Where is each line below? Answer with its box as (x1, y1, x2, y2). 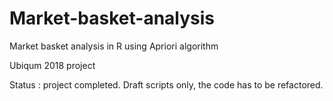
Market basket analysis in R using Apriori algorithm (9, 40, 219, 52)
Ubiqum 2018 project (9, 59, 96, 71)
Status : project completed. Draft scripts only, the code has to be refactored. (9, 78, 324, 91)
